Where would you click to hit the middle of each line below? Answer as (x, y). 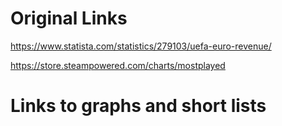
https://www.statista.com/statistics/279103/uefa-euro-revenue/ (141, 46)
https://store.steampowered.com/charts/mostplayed (118, 65)
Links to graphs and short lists (138, 106)
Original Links (69, 18)
